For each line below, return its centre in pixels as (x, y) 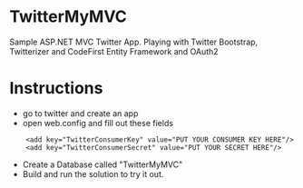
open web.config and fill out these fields (98, 123)
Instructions (56, 89)
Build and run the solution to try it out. (93, 173)
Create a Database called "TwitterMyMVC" (103, 164)
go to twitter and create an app (80, 113)
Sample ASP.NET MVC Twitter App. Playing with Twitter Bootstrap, (134, 42)
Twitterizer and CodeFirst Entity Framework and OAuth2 (114, 51)
